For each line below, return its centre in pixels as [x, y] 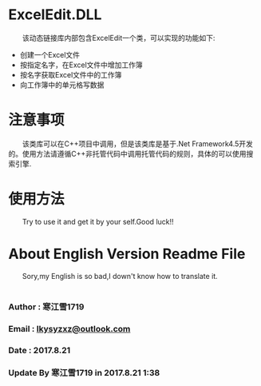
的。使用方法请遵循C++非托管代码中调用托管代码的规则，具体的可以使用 [127, 153]
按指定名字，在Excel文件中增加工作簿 [81, 65]
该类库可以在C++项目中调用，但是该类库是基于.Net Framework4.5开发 [138, 143]
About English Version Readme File [127, 254]
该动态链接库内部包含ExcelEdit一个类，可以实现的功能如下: [119, 38]
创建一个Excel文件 [50, 54]
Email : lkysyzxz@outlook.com [69, 328]
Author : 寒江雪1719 [46, 307]
